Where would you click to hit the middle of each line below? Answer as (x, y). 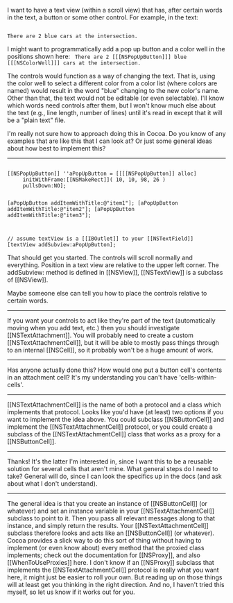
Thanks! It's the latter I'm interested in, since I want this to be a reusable (110, 461)
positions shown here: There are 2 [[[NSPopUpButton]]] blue (97, 56)
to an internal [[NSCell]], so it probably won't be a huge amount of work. (110, 350)
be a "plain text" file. (36, 120)
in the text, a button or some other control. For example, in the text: (103, 17)
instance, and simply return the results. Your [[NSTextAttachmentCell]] (108, 525)
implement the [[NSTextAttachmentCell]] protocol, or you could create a (110, 427)
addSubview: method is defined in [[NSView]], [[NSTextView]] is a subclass (115, 272)
